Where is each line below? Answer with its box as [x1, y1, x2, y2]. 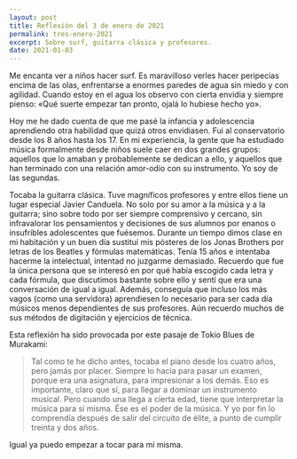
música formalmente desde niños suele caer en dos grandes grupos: [9, 144, 262, 155]
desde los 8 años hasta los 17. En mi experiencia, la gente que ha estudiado [9, 135, 285, 146]
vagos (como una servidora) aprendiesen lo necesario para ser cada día [9, 294, 273, 305]
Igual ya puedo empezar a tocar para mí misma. [9, 439, 184, 450]
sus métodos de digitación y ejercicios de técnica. [9, 313, 192, 323]
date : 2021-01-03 [9, 46, 74, 55]
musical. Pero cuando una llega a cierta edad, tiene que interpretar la [30, 394, 284, 405]
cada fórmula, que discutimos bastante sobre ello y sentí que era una [9, 274, 262, 285]
